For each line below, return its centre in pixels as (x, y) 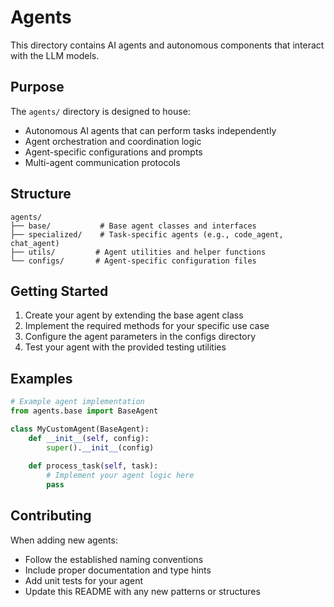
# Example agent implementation (77, 402)
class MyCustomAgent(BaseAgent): (80, 429)
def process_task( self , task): (93, 466)
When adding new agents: (64, 540)
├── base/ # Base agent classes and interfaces (133, 226)
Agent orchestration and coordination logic (113, 141)
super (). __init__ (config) (100, 447)
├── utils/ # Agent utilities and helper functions (138, 252)
